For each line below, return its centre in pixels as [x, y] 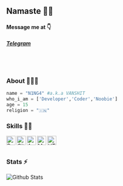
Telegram [19, 43]
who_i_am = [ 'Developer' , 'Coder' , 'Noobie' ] [62, 99]
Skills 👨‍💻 [19, 126]
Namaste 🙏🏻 [30, 11]
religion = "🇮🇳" [28, 110]
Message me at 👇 [29, 27]
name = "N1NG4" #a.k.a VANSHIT [46, 94]
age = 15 [17, 105]
